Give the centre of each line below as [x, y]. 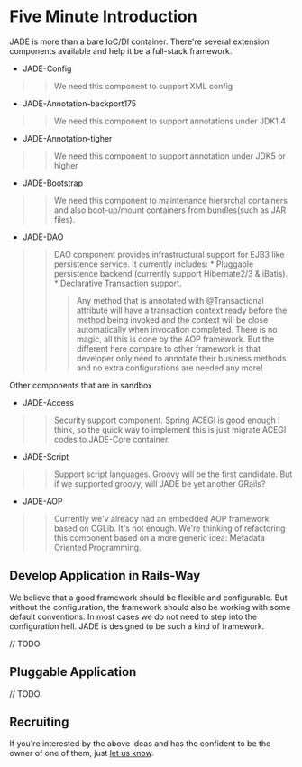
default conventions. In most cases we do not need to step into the [133, 616]
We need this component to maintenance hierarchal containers [171, 200]
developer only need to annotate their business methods [181, 358]
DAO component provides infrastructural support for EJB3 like [169, 254]
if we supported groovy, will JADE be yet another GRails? [160, 483]
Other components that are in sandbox [81, 385]
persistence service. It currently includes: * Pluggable [154, 264]
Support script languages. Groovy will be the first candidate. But [173, 474]
